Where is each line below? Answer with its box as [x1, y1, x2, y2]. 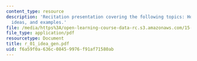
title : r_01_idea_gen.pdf [6, 41, 69, 47]
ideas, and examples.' [11, 19, 67, 25]
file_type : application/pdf [6, 30, 75, 36]
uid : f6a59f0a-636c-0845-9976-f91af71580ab [6, 46, 114, 52]
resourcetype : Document [6, 35, 64, 41]
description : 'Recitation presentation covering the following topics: [6, 14, 185, 20]
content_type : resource [6, 8, 64, 15]
